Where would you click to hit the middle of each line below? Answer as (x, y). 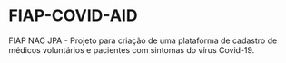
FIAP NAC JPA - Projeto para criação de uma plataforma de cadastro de (143, 40)
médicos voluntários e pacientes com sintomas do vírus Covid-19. (132, 49)
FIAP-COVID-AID (73, 16)
